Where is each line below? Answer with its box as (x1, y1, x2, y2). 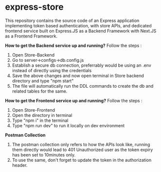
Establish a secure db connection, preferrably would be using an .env (12, 62, 152, 68)
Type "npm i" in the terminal (12, 117, 69, 123)
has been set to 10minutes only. (12, 152, 76, 157)
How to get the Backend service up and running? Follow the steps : (5, 42, 142, 48)
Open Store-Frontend (12, 107, 55, 113)
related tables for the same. (12, 88, 68, 94)
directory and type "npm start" (12, 77, 74, 84)
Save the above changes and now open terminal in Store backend (12, 73, 144, 78)
